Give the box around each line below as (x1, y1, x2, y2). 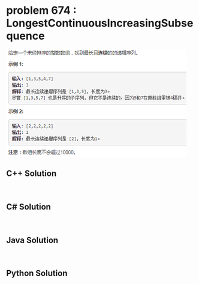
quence (6, 29, 45, 43)
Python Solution (6, 268, 68, 279)
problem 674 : (6, 4, 77, 17)
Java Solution (6, 235, 59, 245)
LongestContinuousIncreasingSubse (6, 16, 194, 30)
